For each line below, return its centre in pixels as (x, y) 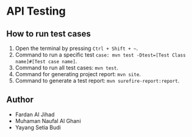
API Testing (36, 11)
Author (20, 100)
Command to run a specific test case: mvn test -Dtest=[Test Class (100, 55)
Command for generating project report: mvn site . (78, 74)
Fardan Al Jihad (35, 114)
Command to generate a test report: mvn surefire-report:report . (97, 81)
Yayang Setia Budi (38, 127)
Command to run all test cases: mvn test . (67, 68)
